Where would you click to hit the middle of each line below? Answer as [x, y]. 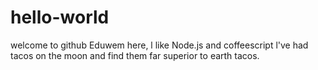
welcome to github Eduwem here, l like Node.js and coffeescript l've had [159, 45]
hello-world [60, 17]
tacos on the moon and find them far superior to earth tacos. [135, 55]
